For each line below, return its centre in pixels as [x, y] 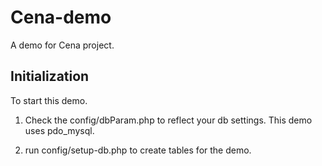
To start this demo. [49, 100]
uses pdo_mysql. [59, 130]
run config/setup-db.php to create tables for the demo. [138, 150]
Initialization [50, 76]
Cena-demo [61, 17]
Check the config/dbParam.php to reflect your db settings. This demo [168, 120]
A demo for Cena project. [62, 45]
